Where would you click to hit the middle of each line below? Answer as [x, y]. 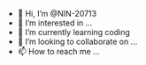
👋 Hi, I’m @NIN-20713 [57, 14]
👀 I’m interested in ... [55, 23]
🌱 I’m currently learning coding [74, 32]
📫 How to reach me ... [58, 51]
